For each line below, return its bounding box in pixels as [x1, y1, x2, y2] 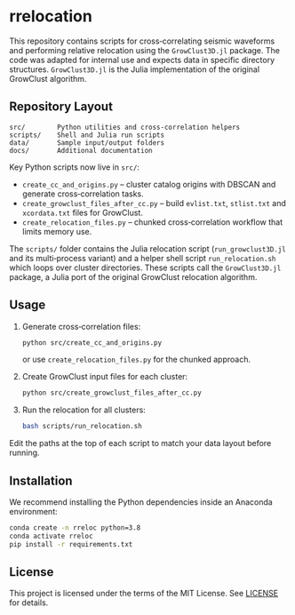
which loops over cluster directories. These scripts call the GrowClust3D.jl [9, 262, 282, 273]
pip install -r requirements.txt [9, 539, 133, 548]
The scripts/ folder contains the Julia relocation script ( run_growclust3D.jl [9, 243, 286, 254]
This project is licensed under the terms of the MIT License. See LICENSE [9, 588, 278, 599]
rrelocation [9, 6, 93, 27]
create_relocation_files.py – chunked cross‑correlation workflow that [21, 216, 283, 228]
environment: [9, 507, 58, 516]
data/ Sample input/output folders [9, 138, 165, 148]
